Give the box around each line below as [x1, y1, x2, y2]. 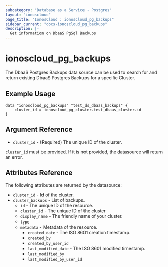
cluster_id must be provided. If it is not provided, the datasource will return [5, 149, 163, 155]
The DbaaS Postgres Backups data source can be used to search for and [5, 69, 157, 75]
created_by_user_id [27, 241, 69, 246]
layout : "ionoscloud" [5, 12, 51, 17]
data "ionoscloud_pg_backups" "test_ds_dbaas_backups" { [5, 103, 128, 108]
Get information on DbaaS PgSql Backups [10, 31, 96, 36]
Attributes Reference [5, 168, 73, 177]
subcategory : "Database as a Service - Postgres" [5, 7, 112, 13]
